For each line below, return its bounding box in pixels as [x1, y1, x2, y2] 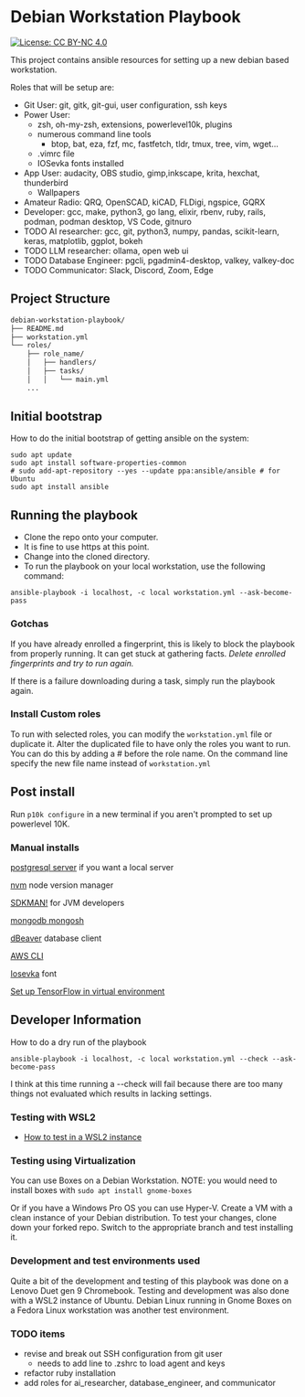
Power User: [23, 109, 71, 120]
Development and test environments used [10, 1254, 201, 1267]
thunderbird [23, 176, 69, 188]
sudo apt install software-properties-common [10, 459, 186, 468]
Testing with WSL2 [10, 1111, 96, 1124]
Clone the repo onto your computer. [23, 532, 159, 543]
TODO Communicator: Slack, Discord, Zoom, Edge [23, 264, 214, 275]
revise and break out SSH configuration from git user [23, 1348, 223, 1359]
